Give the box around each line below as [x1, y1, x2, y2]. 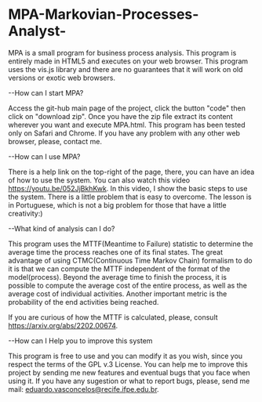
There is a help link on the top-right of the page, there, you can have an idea [8, 167, 255, 176]
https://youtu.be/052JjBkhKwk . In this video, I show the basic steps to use [8, 183, 248, 193]
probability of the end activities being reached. [8, 297, 159, 306]
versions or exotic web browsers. [8, 73, 116, 82]
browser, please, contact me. [8, 136, 102, 146]
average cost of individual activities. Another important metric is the [8, 288, 227, 299]
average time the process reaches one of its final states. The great [8, 247, 224, 256]
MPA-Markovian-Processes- [8, 5, 199, 24]
